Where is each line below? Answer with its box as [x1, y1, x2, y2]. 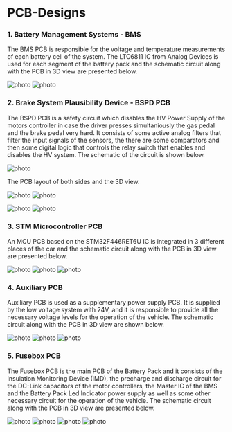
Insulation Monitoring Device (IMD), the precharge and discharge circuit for [7, 374, 222, 382]
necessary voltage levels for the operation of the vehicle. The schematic [7, 313, 213, 321]
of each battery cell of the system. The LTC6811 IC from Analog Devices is [7, 53, 219, 61]
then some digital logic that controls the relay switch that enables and [7, 143, 206, 152]
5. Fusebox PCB [7, 351, 61, 361]
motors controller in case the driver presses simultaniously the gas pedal [7, 121, 215, 129]
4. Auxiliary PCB [7, 282, 64, 292]
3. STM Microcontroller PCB [7, 222, 103, 231]
